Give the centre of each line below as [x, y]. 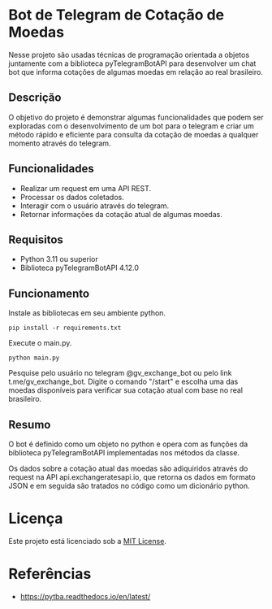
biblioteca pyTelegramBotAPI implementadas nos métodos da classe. [124, 452]
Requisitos [36, 239]
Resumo [30, 424]
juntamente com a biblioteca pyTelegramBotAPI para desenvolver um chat [132, 63]
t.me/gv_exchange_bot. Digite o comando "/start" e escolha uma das [123, 382]
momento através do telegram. [60, 143]
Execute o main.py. [40, 343]
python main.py [34, 358]
